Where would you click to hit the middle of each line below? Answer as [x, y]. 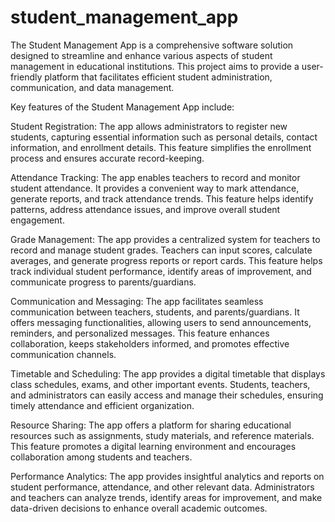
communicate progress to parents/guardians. [103, 282]
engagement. [37, 220]
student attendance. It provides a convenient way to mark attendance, [155, 188]
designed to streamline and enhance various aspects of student [141, 55]
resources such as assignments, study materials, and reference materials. [162, 435]
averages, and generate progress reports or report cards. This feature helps [166, 260]
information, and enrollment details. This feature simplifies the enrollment [161, 147]
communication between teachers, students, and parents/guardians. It [155, 312]
